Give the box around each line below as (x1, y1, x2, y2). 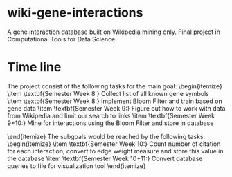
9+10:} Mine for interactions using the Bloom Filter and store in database (7, 119, 214, 127)
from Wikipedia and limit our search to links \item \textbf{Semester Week (7, 111, 215, 120)
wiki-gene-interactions (7, 5, 143, 21)
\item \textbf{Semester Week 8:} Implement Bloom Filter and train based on (7, 97, 223, 105)
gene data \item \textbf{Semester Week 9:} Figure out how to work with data (7, 104, 226, 112)
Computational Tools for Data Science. (7, 35, 118, 43)
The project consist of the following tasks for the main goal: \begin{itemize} (7, 82, 223, 91)
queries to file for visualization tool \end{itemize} (7, 161, 146, 170)
